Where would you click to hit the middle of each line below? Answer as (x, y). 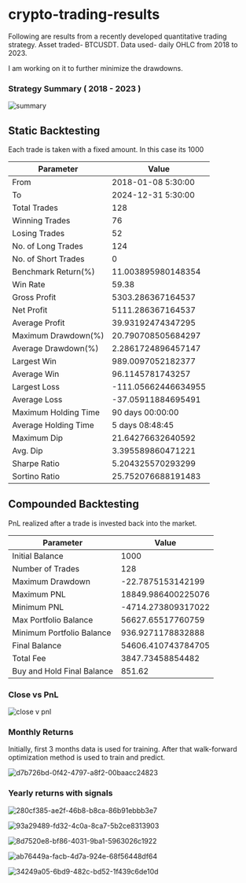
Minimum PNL (38, 607)
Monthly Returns (41, 732)
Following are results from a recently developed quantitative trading (117, 36)
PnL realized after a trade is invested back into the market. (103, 523)
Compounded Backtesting (73, 504)
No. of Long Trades (48, 246)
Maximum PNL (39, 594)
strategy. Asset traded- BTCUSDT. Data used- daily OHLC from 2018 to (123, 44)
